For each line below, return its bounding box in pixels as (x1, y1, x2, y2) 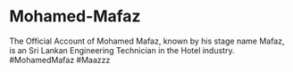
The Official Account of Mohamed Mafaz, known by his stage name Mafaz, (9, 36, 285, 46)
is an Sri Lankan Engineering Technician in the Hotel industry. (9, 44, 235, 55)
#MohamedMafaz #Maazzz (9, 54, 111, 65)
